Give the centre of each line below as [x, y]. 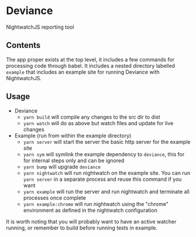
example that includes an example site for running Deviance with [83, 72]
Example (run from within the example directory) [73, 135]
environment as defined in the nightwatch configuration [90, 210]
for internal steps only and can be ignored [74, 160]
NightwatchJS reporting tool [40, 27]
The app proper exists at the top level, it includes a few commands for [90, 59]
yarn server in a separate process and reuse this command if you [102, 179]
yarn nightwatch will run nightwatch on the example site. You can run [107, 173]
